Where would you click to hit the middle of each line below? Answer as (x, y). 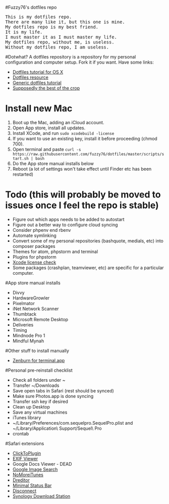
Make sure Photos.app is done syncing (53, 396)
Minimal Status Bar (32, 485)
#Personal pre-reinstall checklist (39, 370)
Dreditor (21, 480)
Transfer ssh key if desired (40, 401)
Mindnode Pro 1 (29, 335)
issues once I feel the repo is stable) (82, 205)
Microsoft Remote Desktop (40, 319)
